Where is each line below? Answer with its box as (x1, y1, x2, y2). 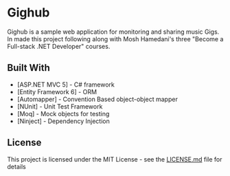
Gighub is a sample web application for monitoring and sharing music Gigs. (7, 27, 220, 36)
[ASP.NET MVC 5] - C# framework (16, 80, 115, 89)
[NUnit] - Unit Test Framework (16, 102, 103, 111)
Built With (7, 62, 50, 74)
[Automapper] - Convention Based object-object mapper (16, 95, 179, 103)
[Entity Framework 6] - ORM (16, 87, 97, 96)
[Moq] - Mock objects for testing (16, 109, 110, 118)
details (7, 162, 26, 170)
